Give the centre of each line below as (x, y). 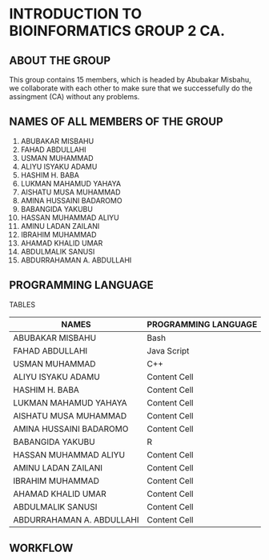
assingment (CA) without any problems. (74, 96)
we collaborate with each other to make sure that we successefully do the (131, 88)
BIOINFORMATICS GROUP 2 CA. (117, 31)
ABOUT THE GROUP (60, 60)
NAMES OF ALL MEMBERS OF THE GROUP (116, 122)
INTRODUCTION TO (76, 14)
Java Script (168, 350)
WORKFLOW (41, 548)
